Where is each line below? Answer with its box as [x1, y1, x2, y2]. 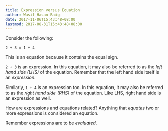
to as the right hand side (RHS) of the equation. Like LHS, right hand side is [5, 90, 161, 96]
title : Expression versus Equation [5, 7, 80, 13]
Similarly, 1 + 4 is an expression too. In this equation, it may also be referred [5, 84, 163, 91]
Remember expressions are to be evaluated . [5, 120, 97, 126]
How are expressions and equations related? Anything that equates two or [5, 105, 160, 111]
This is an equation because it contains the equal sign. [5, 54, 119, 60]
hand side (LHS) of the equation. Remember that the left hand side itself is [5, 69, 160, 75]
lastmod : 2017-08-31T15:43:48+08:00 [5, 21, 82, 27]
